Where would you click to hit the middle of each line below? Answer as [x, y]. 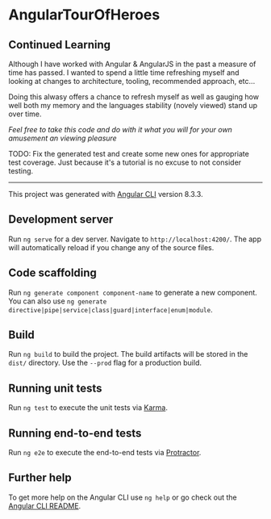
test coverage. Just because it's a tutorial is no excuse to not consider [125, 162]
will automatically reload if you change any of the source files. [111, 247]
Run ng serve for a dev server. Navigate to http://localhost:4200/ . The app [135, 239]
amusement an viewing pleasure [63, 138]
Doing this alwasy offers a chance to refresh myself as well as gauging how [134, 97]
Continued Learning [60, 45]
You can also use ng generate [58, 301]
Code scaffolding [52, 273]
